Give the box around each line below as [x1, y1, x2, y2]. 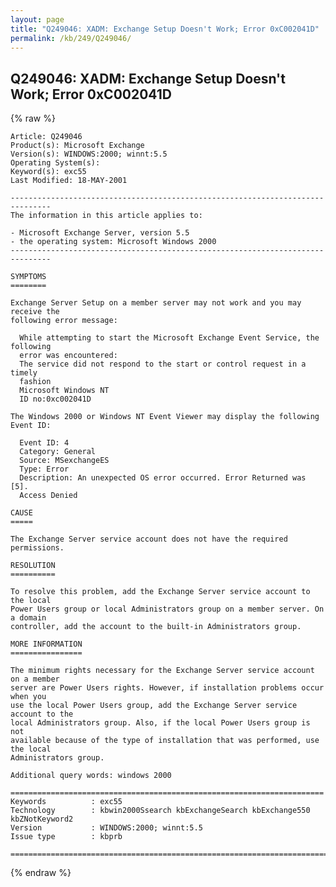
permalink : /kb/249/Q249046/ [10, 33, 132, 43]
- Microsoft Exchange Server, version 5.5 [10, 228, 190, 238]
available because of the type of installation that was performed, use [10, 736, 320, 746]
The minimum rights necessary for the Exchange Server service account [10, 666, 315, 676]
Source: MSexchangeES [19, 456, 110, 466]
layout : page [10, 14, 65, 25]
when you [10, 692, 47, 702]
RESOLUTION [10, 561, 56, 571]
